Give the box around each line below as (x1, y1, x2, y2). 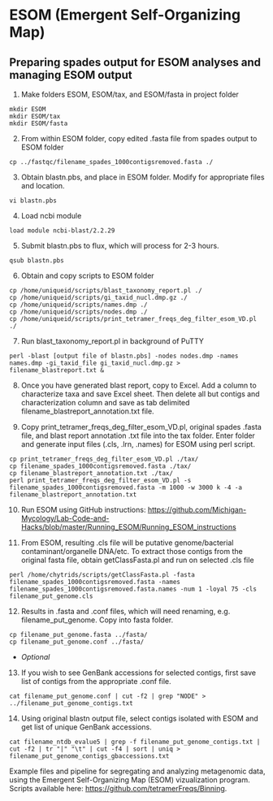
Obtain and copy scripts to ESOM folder (20, 271, 154, 280)
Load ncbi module (20, 211, 82, 220)
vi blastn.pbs (9, 197, 58, 205)
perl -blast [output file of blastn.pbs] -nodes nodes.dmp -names (9, 352, 239, 360)
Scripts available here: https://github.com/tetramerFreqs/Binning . (9, 784, 227, 793)
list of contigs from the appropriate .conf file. (20, 677, 171, 686)
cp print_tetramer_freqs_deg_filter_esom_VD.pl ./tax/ (9, 455, 199, 463)
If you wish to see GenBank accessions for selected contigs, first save (20, 668, 257, 678)
